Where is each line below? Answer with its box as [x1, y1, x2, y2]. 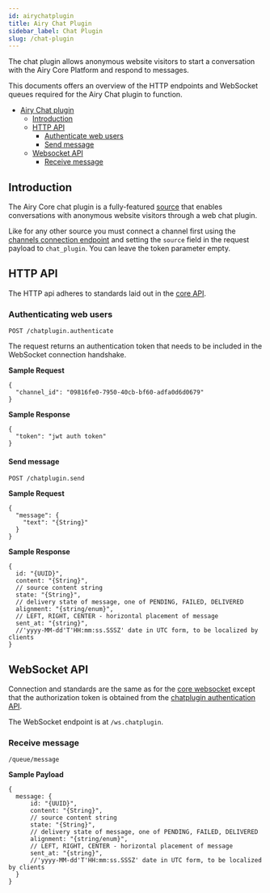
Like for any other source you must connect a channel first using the [8, 226, 236, 236]
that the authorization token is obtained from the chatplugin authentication [8, 693, 256, 703]
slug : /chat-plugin [8, 34, 74, 43]
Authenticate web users [44, 131, 124, 141]
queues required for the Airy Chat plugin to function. [8, 90, 184, 100]
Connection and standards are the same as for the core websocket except [8, 684, 255, 694]
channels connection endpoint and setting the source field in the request [8, 235, 250, 245]
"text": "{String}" [23, 519, 89, 527]
